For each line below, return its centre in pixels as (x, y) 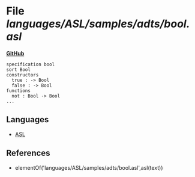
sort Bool (19, 70)
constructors (22, 75)
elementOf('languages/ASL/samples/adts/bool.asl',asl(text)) (89, 167)
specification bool (31, 64)
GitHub (15, 53)
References (28, 153)
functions (19, 91)
